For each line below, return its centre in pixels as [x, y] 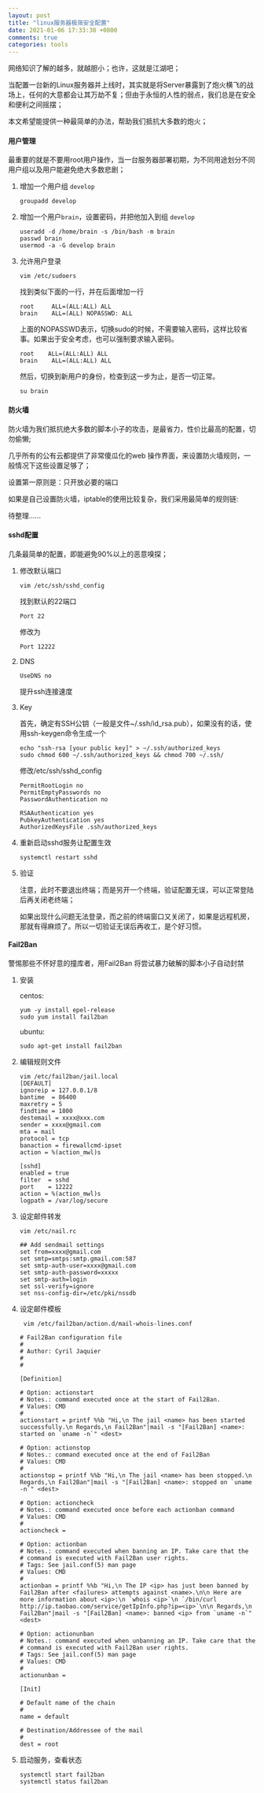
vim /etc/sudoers [48, 277]
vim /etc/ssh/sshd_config [62, 585]
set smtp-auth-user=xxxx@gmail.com [78, 1265]
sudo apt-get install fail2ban [71, 1046]
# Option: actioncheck [57, 1503]
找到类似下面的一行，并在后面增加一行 [81, 291]
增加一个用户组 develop [57, 187]
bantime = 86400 [48, 1097]
